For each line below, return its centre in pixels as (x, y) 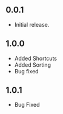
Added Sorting (32, 65)
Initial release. (32, 24)
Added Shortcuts (35, 58)
